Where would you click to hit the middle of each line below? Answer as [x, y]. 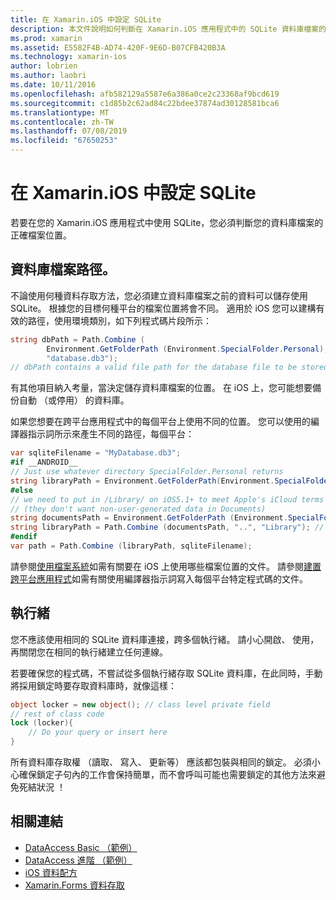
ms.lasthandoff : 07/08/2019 [69, 131]
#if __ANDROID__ [44, 462]
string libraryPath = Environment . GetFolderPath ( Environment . [142, 481]
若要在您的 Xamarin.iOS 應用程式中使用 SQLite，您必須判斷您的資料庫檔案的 [167, 222]
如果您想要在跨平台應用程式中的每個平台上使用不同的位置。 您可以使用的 [160, 422]
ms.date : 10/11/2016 [53, 85]
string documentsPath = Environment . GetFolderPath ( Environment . [149, 518]
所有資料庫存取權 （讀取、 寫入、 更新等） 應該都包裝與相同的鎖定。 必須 [161, 762]
